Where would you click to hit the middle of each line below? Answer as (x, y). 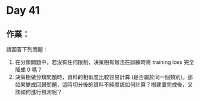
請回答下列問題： (27, 49)
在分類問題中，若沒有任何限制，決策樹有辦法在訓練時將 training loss (99, 62)
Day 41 (23, 10)
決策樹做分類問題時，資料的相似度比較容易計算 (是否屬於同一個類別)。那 (104, 77)
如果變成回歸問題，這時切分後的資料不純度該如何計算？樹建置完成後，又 (104, 85)
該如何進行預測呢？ (39, 92)
